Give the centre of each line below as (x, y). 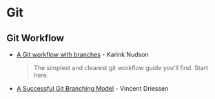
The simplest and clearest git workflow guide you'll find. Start (121, 68)
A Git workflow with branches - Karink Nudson (82, 54)
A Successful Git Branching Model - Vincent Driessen (92, 88)
